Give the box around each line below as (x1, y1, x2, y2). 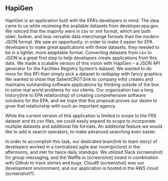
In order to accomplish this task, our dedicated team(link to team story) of (5, 138, 157, 144)
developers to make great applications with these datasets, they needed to (5, 44, 159, 50)
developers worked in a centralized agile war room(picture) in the (5, 143, 140, 150)
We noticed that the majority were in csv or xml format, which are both (5, 28, 151, 34)
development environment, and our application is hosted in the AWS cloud (5, 165, 158, 171)
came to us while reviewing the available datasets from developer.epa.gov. (5, 23, 159, 29)
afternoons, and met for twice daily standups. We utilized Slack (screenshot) (5, 149, 163, 155)
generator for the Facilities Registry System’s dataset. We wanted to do (5, 65, 152, 71)
